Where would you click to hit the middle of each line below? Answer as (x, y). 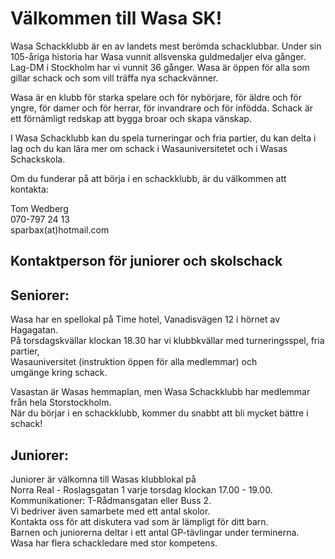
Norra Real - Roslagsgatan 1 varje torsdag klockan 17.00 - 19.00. (141, 489)
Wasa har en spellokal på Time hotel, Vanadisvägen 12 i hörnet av (145, 319)
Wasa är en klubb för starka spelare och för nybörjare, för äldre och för (156, 97)
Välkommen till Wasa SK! (116, 18)
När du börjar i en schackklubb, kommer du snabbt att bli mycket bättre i (159, 413)
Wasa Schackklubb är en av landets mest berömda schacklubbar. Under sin (166, 46)
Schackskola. (38, 159)
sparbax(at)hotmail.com (60, 229)
